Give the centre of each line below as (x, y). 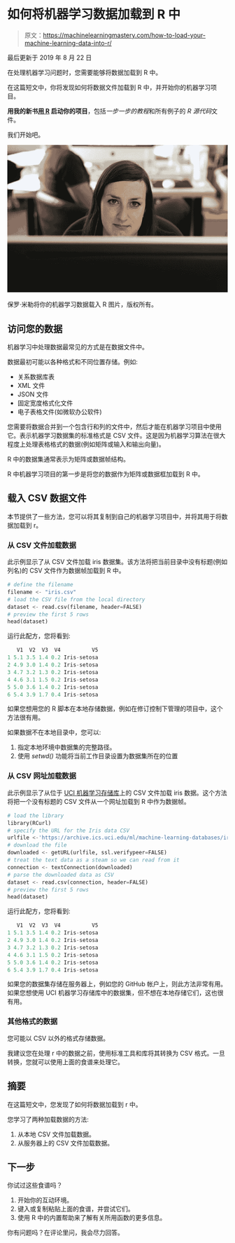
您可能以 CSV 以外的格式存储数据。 (58, 1038)
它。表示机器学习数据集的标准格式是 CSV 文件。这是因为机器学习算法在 (110, 435)
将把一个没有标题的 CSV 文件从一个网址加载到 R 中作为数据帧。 (99, 801)
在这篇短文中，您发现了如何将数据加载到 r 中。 (74, 1104)
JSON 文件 (33, 394)
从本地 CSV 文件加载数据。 (56, 1134)
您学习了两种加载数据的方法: (48, 1119)
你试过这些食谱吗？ (35, 1185)
